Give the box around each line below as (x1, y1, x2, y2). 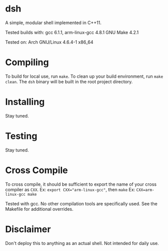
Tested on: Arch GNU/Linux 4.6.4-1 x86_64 (5, 39, 94, 45)
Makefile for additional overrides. (5, 206, 74, 212)
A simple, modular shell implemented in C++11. (5, 20, 102, 26)
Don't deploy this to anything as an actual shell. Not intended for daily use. (5, 240, 159, 246)
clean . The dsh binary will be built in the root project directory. (5, 78, 133, 84)
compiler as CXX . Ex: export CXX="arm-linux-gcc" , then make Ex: (5, 186, 135, 192)
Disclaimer (5, 223, 51, 235)
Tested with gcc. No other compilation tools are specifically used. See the (5, 200, 158, 206)
